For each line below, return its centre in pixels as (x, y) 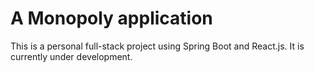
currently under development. (71, 56)
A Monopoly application (111, 18)
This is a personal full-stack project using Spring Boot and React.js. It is (157, 46)
